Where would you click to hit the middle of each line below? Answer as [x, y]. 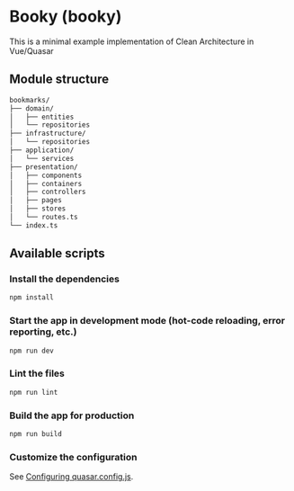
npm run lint [34, 392]
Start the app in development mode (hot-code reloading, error [147, 321]
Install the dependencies [64, 279]
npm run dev [31, 351]
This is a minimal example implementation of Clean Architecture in [132, 41]
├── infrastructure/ [48, 134]
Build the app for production [72, 415]
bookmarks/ [30, 100]
